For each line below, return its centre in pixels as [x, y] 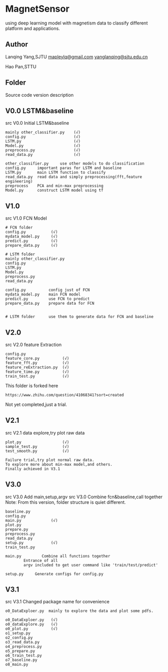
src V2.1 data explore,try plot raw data [45, 433]
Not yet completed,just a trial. [36, 405]
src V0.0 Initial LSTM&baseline [37, 123]
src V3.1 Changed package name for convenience [57, 602]
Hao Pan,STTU [21, 66]
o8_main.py [17, 665]
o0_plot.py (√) [32, 629]
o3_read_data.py [22, 642]
